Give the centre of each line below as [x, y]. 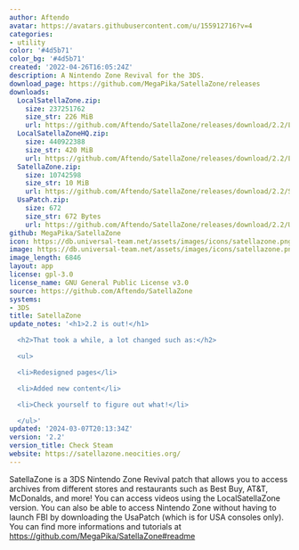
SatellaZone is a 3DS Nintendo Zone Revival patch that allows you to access [149, 479]
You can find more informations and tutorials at [95, 526]
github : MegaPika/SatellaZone [65, 233]
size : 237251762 [56, 109]
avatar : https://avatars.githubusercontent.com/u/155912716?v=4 [131, 26]
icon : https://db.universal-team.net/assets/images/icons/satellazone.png [151, 242]
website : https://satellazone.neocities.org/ [95, 454]
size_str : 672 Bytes [63, 216]
